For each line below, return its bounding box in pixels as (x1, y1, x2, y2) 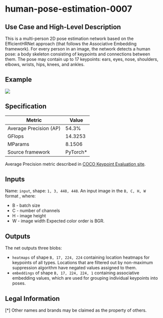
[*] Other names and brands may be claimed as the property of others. (5, 307, 147, 313)
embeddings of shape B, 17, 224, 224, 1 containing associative (12, 270, 140, 276)
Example (5, 75, 32, 84)
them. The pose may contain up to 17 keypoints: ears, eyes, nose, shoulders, (5, 56, 159, 62)
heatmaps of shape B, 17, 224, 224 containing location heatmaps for (12, 254, 150, 261)
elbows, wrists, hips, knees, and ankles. (5, 62, 85, 67)
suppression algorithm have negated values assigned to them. (12, 265, 137, 271)
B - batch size (12, 203, 40, 209)
